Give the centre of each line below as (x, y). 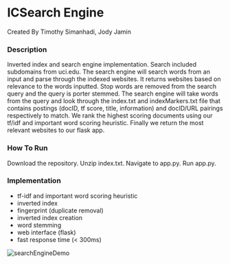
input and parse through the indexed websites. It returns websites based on (114, 79)
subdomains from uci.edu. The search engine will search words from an (109, 72)
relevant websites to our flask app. (56, 130)
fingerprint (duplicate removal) (60, 210)
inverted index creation (50, 217)
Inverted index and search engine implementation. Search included (102, 65)
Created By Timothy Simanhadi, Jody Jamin (69, 32)
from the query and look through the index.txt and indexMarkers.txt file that (114, 101)
